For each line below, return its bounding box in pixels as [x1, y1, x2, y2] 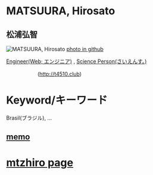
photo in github [66, 46, 104, 52]
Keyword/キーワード [6, 93, 108, 107]
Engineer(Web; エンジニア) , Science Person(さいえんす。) [6, 58, 147, 65]
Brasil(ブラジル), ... [6, 114, 52, 121]
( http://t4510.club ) [37, 70, 82, 77]
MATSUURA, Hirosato [6, 4, 115, 18]
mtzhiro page [6, 156, 73, 169]
